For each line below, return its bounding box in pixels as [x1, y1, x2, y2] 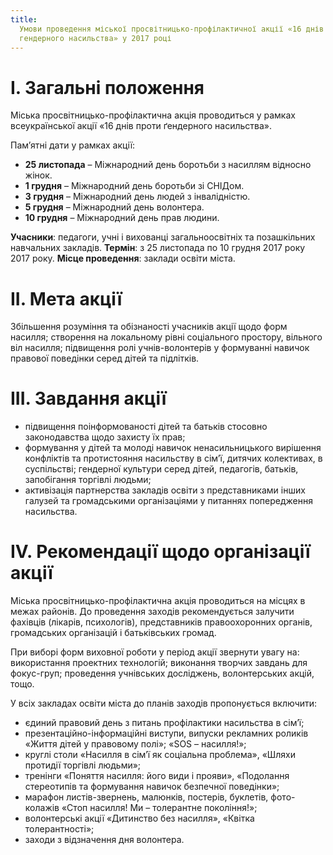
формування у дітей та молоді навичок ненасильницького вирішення [24, 442, 322, 454]
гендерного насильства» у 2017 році [19, 33, 172, 43]
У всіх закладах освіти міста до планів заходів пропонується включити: [10, 697, 318, 710]
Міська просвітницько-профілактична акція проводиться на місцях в [10, 595, 306, 607]
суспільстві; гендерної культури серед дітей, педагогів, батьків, [24, 463, 299, 475]
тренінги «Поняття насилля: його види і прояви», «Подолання [24, 770, 290, 782]
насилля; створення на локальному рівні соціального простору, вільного [10, 331, 323, 343]
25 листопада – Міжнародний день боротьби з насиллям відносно [24, 159, 312, 171]
